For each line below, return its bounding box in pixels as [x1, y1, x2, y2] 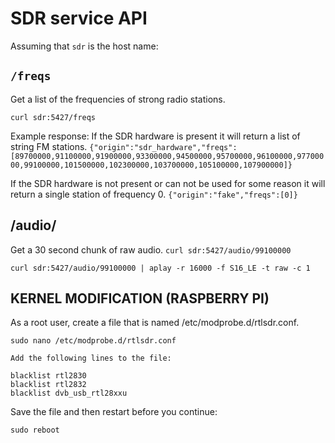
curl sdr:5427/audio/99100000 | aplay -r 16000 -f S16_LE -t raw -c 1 [10, 263, 311, 273]
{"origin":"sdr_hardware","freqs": [89, 142, 238, 152]
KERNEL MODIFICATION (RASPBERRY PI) [10, 290, 270, 307]
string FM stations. [10, 140, 88, 152]
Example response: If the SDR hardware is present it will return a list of [10, 130, 301, 142]
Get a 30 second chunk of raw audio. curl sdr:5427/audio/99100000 [10, 243, 292, 256]
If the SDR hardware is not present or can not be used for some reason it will [10, 177, 326, 189]
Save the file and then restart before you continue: [10, 406, 218, 418]
